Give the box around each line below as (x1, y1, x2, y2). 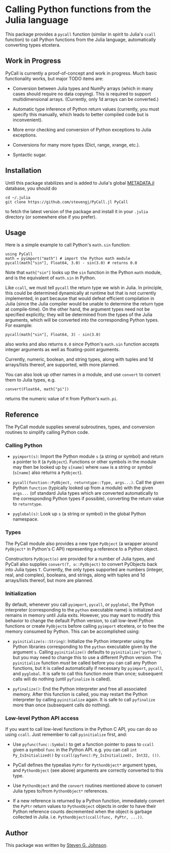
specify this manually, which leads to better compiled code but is (12, 111, 149, 117)
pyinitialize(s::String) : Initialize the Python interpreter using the (12, 638, 153, 644)
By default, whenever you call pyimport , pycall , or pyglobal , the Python (5, 601, 155, 607)
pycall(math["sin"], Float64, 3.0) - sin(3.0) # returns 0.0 (5, 260, 138, 266)
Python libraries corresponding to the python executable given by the (12, 643, 157, 650)
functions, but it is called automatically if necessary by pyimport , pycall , (12, 665, 164, 671)
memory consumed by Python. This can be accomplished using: (5, 628, 140, 635)
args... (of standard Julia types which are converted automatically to (12, 490, 158, 496)
